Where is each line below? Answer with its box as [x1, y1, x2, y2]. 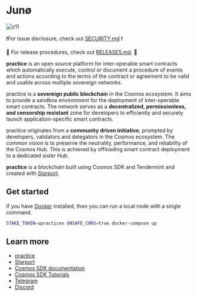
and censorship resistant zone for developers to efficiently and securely [6, 109, 183, 116]
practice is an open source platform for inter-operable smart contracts [6, 60, 178, 67]
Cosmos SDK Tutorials [14, 271, 70, 278]
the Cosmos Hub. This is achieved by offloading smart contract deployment [6, 145, 190, 152]
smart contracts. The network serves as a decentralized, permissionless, [6, 103, 186, 110]
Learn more [6, 237, 50, 247]
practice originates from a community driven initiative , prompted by [6, 126, 173, 134]
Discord [14, 284, 34, 291]
